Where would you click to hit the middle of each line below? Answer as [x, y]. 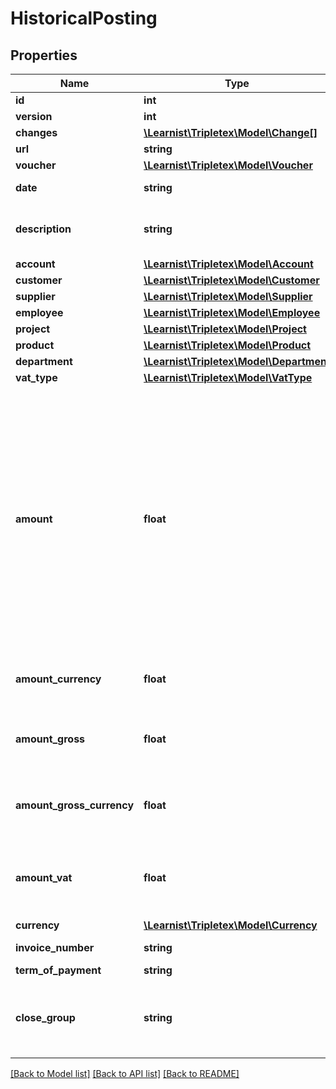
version [34, 116]
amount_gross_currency [75, 805]
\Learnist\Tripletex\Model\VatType [228, 377]
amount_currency [58, 679]
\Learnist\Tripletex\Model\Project [225, 329]
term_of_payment [58, 970]
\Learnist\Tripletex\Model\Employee [232, 312]
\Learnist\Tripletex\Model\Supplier [228, 296]
